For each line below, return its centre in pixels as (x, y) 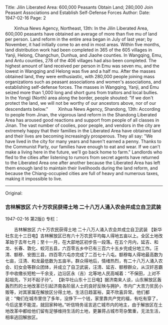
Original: (14, 193)
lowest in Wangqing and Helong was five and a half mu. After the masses (80, 71)
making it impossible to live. (34, 179)
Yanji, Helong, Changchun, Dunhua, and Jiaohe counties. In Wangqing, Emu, (84, 55)
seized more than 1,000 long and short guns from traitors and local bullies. (82, 93)
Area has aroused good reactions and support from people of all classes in (82, 120)
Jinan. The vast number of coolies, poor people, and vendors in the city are (83, 125)
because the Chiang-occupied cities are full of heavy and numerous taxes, (82, 173)
